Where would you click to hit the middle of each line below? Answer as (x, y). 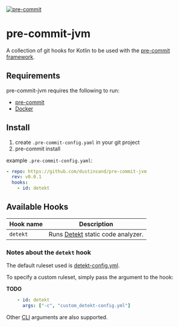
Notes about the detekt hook (49, 252)
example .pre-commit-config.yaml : (49, 160)
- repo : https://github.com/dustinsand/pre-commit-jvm (77, 171)
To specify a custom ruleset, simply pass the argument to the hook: (90, 277)
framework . (20, 57)
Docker (24, 108)
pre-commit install (38, 149)
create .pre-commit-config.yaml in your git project (77, 142)
